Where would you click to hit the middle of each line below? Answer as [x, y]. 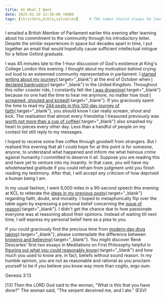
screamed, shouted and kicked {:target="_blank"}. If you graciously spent [80, 100]
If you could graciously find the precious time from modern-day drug [75, 229]
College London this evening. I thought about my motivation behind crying [81, 69]
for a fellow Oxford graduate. [35, 54]
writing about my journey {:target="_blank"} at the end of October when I [79, 79]
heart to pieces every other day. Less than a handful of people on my [75, 127]
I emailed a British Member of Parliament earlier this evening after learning [81, 33]
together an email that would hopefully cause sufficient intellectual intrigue [81, 49]
